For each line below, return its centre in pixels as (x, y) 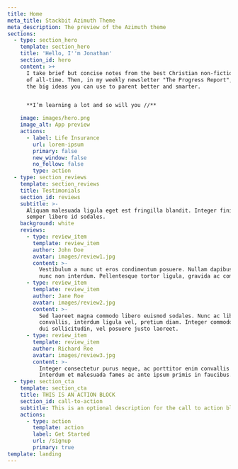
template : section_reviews (60, 184)
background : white (47, 224)
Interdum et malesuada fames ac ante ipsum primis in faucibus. (136, 375)
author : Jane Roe (58, 296)
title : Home (25, 14)
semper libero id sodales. (66, 217)
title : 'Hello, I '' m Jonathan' (66, 54)
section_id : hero (46, 60)
